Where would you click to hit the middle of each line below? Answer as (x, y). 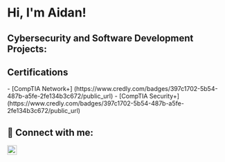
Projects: (27, 49)
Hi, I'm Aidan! (47, 13)
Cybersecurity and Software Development (100, 38)
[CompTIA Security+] (149, 96)
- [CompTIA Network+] (40, 89)
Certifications (38, 72)
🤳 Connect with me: (50, 132)
